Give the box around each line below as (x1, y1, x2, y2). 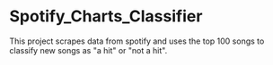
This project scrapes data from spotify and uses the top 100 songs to (9, 36, 265, 46)
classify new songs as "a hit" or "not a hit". (9, 45, 168, 55)
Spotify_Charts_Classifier (9, 6, 203, 27)
